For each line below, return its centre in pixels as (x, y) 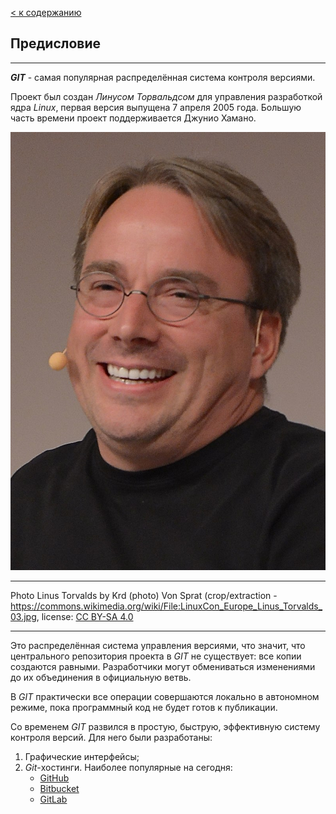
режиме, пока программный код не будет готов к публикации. (144, 708)
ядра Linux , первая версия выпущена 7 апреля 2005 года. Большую (156, 107)
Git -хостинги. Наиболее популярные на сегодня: (128, 768)
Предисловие (55, 43)
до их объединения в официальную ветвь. (101, 678)
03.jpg (23, 617)
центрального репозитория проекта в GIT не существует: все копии (156, 656)
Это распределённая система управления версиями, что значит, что (158, 646)
